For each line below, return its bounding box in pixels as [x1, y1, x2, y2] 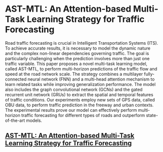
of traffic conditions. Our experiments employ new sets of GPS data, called [5, 97, 155, 102]
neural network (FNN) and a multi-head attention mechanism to [27, 76, 155, 82]
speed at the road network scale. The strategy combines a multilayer [5, 71, 143, 77]
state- [145, 112, 158, 118]
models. [26, 118, 42, 123]
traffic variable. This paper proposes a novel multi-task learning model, [5, 61, 147, 67]
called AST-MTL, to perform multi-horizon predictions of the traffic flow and [5, 66, 157, 71]
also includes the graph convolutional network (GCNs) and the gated [5, 86, 143, 92]
